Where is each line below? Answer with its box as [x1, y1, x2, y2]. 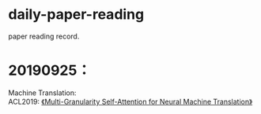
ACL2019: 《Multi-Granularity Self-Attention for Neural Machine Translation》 [8, 97, 253, 106]
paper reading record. [8, 31, 80, 41]
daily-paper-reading [8, 6, 145, 24]
